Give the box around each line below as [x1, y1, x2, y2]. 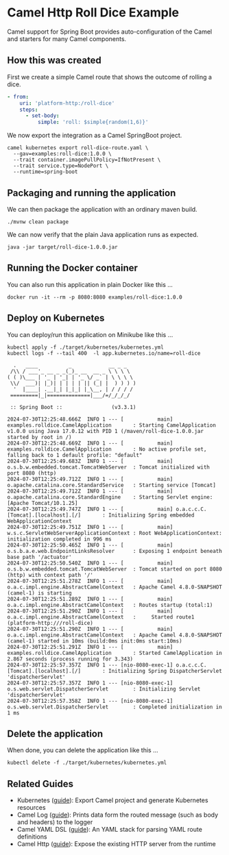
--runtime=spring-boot [13, 169, 78, 175]
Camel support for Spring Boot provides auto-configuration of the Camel [7, 27, 213, 36]
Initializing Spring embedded [108, 512, 195, 519]
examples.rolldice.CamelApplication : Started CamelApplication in [7, 649, 223, 656]
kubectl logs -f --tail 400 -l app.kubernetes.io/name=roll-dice [7, 349, 201, 357]
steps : [19, 106, 38, 113]
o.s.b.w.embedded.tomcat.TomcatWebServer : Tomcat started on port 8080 [7, 565, 223, 573]
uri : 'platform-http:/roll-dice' [19, 99, 115, 107]
